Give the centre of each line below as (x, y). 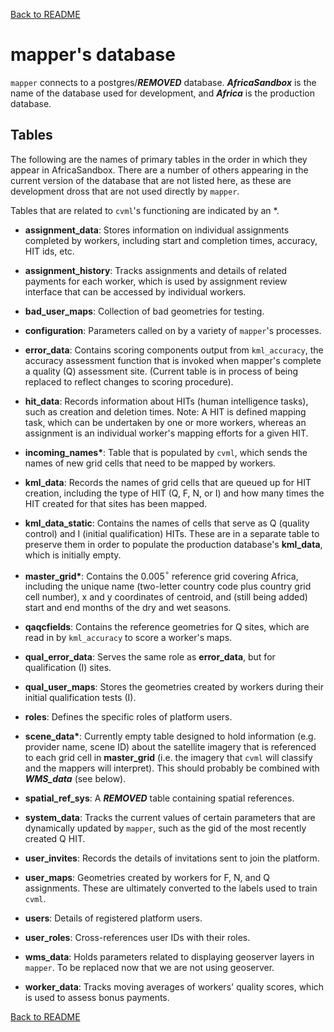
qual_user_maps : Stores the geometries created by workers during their (174, 687)
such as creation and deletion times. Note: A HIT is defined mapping (165, 411)
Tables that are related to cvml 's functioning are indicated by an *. (145, 210)
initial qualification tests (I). (80, 698)
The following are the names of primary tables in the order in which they (159, 159)
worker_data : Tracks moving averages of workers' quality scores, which (174, 987)
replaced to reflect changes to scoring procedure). (129, 381)
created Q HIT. (55, 839)
